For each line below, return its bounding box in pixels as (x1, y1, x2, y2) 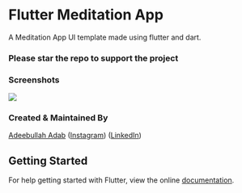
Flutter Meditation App (8, 6, 164, 24)
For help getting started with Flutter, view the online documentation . (8, 175, 235, 185)
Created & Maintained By (8, 112, 108, 124)
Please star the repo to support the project (8, 52, 179, 64)
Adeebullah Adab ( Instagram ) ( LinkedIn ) (8, 131, 142, 141)
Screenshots (8, 74, 60, 86)
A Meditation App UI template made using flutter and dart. (8, 32, 202, 42)
